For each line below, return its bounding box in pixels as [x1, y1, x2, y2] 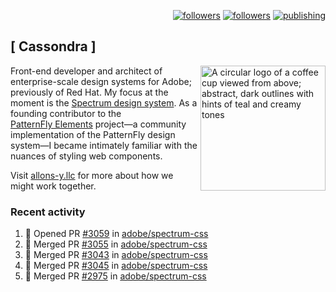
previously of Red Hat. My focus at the [10, 86, 169, 98]
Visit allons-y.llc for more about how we [10, 169, 174, 181]
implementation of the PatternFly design [10, 128, 176, 140]
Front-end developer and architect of [10, 65, 163, 77]
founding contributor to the [10, 107, 122, 119]
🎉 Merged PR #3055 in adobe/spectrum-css [24, 238, 208, 250]
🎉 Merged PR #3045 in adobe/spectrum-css [24, 260, 208, 272]
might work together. [10, 180, 97, 192]
